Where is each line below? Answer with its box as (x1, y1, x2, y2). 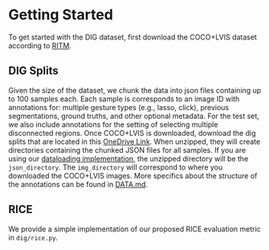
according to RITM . (8, 40, 72, 50)
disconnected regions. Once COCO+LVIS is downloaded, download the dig (8, 128, 256, 137)
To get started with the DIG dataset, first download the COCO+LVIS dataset (8, 32, 257, 42)
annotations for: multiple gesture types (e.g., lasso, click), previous (8, 102, 230, 112)
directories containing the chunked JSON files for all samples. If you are (8, 145, 247, 154)
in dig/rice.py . (8, 232, 59, 242)
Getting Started (8, 6, 114, 24)
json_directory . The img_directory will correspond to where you (8, 162, 223, 172)
